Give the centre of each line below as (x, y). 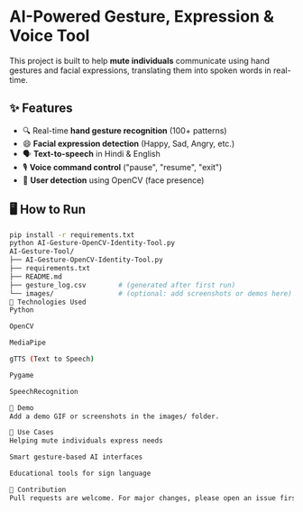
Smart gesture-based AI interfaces (76, 457)
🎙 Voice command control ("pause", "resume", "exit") (122, 167)
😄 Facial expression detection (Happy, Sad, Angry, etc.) (129, 143)
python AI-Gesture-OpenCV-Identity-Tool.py (92, 243)
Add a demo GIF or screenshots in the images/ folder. (115, 416)
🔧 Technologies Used (48, 302)
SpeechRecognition (44, 391)
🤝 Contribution (38, 489)
